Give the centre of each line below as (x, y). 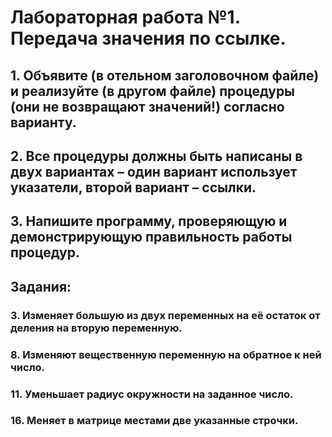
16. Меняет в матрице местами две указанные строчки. (154, 421)
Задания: (41, 286)
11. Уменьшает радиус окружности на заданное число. (152, 394)
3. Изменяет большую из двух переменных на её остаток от (165, 315)
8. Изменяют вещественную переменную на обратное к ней (166, 354)
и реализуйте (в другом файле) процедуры (153, 91)
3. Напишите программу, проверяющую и (149, 221)
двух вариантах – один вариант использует (154, 171)
